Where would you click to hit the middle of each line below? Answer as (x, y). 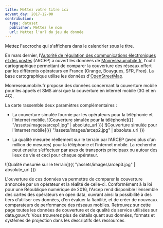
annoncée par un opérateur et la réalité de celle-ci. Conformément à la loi (79, 184)
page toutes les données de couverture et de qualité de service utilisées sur (81, 210)
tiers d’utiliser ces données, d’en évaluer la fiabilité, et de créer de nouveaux (81, 200)
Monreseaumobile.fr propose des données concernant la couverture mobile (81, 85)
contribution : (19, 18)
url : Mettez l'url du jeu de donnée (46, 32)
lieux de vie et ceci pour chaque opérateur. (55, 155)
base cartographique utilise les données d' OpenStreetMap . (64, 76)
